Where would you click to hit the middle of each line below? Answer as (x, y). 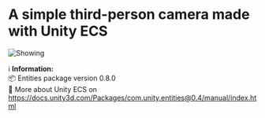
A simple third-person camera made (129, 15)
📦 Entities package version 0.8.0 (62, 78)
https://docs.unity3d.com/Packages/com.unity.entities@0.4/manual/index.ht (132, 98)
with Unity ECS (58, 31)
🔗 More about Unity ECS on (52, 89)
